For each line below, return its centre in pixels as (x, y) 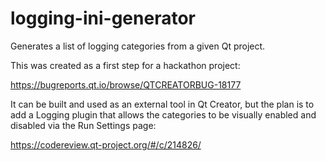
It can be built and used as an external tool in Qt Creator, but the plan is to (162, 104)
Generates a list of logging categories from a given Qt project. (138, 46)
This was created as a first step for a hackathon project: (125, 65)
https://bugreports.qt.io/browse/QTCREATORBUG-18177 (126, 84)
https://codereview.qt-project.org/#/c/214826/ (106, 144)
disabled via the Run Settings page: (83, 125)
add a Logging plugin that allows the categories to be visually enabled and (163, 114)
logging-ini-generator (103, 18)
